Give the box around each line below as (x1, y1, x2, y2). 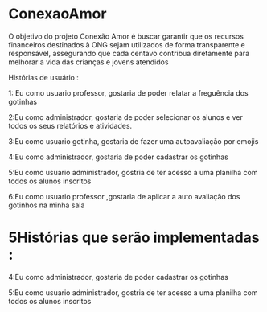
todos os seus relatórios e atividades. (8, 121, 133, 130)
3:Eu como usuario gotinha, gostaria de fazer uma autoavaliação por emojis (8, 136, 259, 146)
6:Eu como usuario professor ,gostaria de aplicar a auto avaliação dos (8, 191, 240, 201)
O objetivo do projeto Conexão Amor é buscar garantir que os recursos (8, 31, 244, 41)
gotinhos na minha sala (8, 200, 85, 210)
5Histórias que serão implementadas (8, 228, 260, 247)
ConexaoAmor (8, 5, 107, 23)
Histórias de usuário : (8, 72, 79, 82)
